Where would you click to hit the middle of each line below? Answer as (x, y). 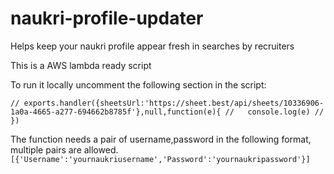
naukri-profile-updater (107, 18)
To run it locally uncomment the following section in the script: (138, 84)
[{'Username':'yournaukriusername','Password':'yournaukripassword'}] (160, 159)
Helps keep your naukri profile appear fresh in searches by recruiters (152, 46)
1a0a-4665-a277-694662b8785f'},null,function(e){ (116, 112)
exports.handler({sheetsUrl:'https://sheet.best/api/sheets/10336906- (174, 103)
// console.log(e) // (274, 112)
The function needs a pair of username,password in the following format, (161, 139)
